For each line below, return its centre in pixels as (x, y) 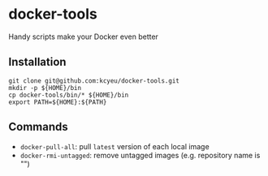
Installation (37, 62)
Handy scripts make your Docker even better (83, 36)
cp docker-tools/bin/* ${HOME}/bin (69, 95)
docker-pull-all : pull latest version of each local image (115, 146)
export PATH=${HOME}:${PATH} (58, 102)
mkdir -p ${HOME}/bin (45, 88)
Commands (39, 127)
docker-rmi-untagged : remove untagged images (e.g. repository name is (140, 155)
